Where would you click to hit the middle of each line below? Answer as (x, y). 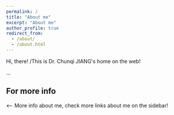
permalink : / (22, 11)
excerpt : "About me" (31, 22)
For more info (31, 91)
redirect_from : (25, 34)
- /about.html (29, 45)
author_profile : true (33, 28)
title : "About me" (29, 17)
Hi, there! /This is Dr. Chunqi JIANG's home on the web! (73, 61)
